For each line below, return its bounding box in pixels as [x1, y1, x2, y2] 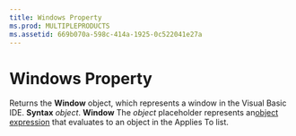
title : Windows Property [9, 13, 102, 22]
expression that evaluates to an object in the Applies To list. [9, 117, 229, 128]
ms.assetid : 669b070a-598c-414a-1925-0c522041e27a [9, 30, 203, 38]
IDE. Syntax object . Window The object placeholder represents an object [9, 107, 279, 118]
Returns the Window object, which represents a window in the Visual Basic [9, 98, 287, 108]
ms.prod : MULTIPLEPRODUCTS [9, 21, 110, 30]
